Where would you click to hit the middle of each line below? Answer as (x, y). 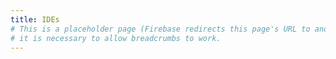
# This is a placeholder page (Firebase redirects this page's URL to (160, 29)
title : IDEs (35, 19)
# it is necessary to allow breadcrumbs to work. (116, 38)
